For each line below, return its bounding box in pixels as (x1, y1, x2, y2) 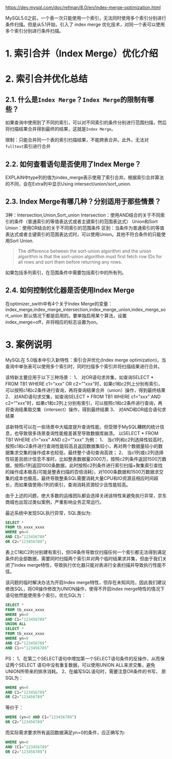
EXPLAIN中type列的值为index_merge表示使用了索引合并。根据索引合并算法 (5, 174, 164, 180)
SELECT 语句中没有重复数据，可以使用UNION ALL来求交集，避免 (18, 662, 156, 668)
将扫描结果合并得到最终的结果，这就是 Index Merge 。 (5, 126, 116, 132)
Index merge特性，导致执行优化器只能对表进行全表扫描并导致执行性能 (14, 562, 162, 568)
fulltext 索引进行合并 (5, 143, 51, 150)
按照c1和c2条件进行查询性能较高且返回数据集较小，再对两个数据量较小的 (5, 443, 159, 449)
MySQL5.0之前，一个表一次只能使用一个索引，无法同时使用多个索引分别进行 (5, 15, 166, 21)
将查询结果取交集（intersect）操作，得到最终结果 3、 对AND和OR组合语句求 (5, 406, 166, 412)
